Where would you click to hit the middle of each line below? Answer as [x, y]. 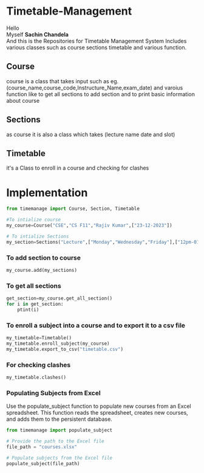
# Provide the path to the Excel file [55, 441]
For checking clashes [39, 365]
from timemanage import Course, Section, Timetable [73, 209]
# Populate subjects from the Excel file [59, 458]
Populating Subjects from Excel [54, 393]
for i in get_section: [35, 304]
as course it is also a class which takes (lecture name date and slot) [91, 134]
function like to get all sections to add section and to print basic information [101, 94]
